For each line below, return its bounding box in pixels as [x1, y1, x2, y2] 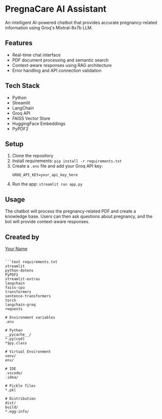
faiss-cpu [5, 285, 25, 290]
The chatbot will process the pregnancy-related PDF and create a [5, 209, 136, 214]
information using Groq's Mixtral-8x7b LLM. [5, 24, 93, 30]
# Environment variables [5, 315, 55, 320]
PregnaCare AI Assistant [5, 3, 107, 15]
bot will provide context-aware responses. [5, 219, 90, 225]
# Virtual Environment [5, 349, 51, 354]
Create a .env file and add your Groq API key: [12, 163, 103, 169]
